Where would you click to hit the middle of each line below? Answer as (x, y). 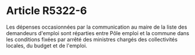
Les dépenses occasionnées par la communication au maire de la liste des (97, 27)
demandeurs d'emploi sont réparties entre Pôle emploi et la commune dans (98, 33)
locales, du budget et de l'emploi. (47, 46)
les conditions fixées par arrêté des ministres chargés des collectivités (92, 39)
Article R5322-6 (47, 11)
